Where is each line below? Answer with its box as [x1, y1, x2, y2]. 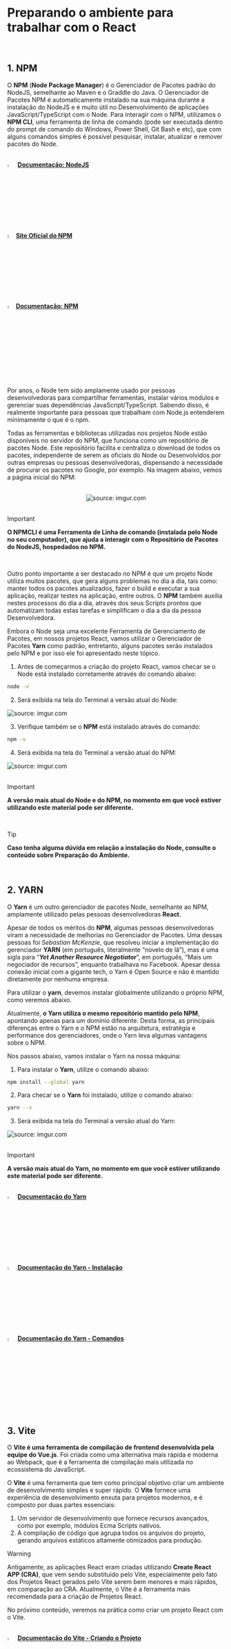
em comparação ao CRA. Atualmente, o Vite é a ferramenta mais [7, 1585, 191, 1594]
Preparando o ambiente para [7, 5, 174, 21]
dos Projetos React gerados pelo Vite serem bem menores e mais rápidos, [7, 1578, 219, 1586]
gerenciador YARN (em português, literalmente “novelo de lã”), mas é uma [7, 946, 219, 954]
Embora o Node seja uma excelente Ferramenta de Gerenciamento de [7, 627, 205, 636]
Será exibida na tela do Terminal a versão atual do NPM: [17, 748, 177, 757]
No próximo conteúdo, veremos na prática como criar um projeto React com [7, 1606, 224, 1614]
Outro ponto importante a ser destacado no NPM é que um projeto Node [7, 569, 213, 578]
